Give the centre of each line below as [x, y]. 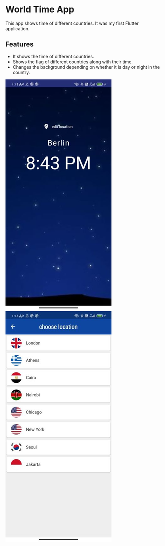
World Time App [40, 9]
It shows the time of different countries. [53, 56]
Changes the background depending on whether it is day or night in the [86, 67]
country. [21, 72]
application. [17, 28]
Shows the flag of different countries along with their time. [72, 62]
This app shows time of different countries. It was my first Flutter [72, 23]
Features [19, 44]
